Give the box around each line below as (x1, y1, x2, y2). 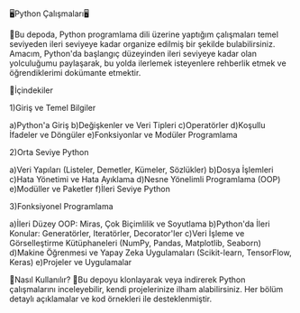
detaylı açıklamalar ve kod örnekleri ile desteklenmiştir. (9, 293, 213, 304)
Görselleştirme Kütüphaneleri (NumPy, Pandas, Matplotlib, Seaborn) (9, 238, 261, 248)
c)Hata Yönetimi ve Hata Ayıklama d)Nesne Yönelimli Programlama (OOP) (9, 174, 281, 184)
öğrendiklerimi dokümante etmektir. (9, 68, 141, 78)
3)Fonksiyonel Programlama (9, 201, 114, 211)
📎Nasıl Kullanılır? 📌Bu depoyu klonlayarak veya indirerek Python (9, 274, 246, 285)
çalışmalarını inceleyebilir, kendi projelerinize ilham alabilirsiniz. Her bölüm (9, 284, 284, 294)
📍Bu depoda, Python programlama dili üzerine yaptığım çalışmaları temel (9, 29, 279, 40)
